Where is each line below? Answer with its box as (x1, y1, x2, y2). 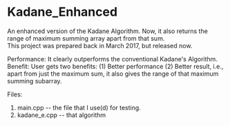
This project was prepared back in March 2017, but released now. (7, 41, 193, 50)
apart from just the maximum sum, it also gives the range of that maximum (7, 70, 219, 78)
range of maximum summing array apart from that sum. (7, 34, 165, 42)
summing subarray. (7, 76, 62, 85)
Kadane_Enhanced (7, 4, 118, 20)
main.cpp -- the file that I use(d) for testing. (17, 103, 142, 112)
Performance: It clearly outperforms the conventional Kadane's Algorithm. (7, 54, 218, 63)
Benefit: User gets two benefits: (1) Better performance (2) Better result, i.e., (7, 62, 224, 70)
